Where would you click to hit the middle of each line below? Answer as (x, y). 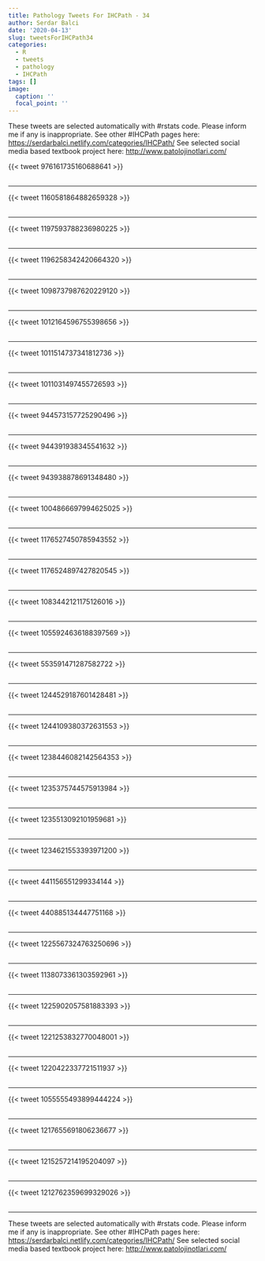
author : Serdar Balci (44, 23)
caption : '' (35, 96)
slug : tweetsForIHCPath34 (50, 38)
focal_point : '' (42, 103)
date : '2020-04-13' (40, 30)
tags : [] (22, 81)
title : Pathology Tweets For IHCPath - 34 (79, 15)
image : (19, 89)
